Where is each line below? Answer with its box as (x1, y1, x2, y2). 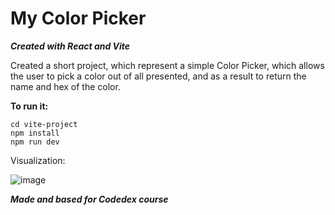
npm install (10, 128, 60, 138)
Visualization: (10, 154, 66, 166)
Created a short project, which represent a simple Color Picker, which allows (10, 59, 325, 71)
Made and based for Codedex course (10, 193, 169, 205)
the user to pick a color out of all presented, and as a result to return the (10, 70, 307, 82)
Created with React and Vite (10, 40, 131, 52)
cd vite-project (10, 119, 78, 129)
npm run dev (10, 137, 60, 147)
